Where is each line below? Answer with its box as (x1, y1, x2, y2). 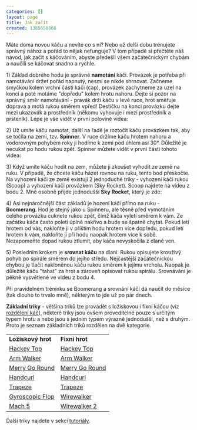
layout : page (6, 14, 38, 20)
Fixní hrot (60, 335, 88, 343)
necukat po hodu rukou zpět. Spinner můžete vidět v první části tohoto (6, 146, 178, 153)
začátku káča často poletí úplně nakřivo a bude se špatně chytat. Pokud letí (6, 219, 189, 226)
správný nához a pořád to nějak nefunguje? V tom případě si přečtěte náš (6, 48, 184, 55)
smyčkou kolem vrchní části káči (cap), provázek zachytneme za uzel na (6, 84, 182, 91)
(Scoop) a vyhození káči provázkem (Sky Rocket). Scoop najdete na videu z (6, 182, 190, 189)
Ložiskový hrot (9, 335, 52, 343)
